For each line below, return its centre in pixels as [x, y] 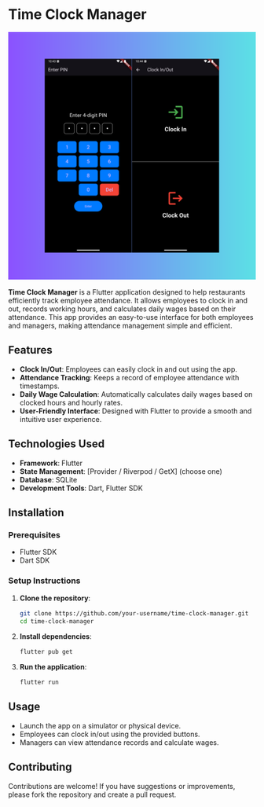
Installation [36, 512]
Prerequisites [34, 534]
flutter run [39, 682]
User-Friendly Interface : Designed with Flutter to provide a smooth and [136, 411]
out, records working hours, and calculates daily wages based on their [122, 309]
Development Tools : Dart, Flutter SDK [81, 488]
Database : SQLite [48, 479]
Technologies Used [56, 444]
